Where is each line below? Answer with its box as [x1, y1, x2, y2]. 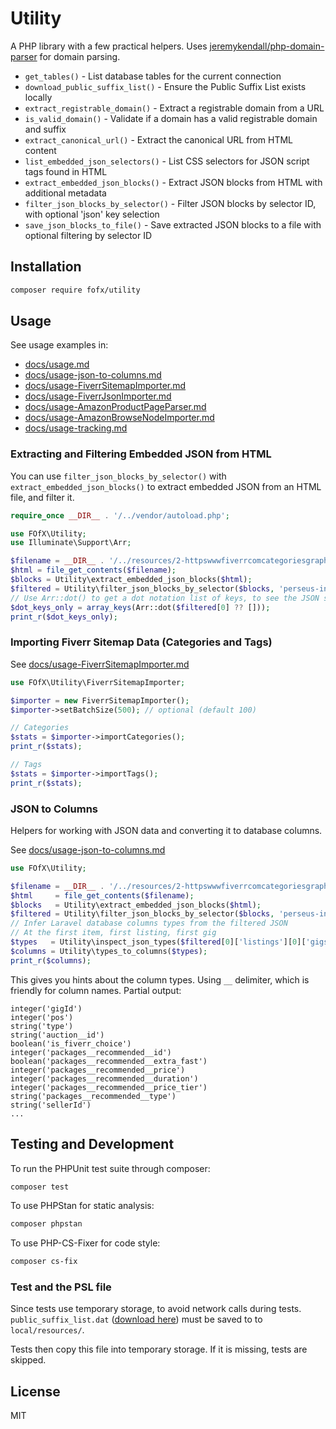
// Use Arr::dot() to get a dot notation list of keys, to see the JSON [10, 593, 320, 603]
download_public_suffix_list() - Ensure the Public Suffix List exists [24, 80, 307, 92]
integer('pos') [10, 1012, 74, 1022]
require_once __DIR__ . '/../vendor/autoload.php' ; [10, 510, 230, 521]
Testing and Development [10, 1136, 175, 1153]
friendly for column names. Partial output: [10, 984, 182, 996]
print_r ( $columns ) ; [10, 955, 92, 966]
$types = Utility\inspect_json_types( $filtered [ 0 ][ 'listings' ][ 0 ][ [10, 937, 307, 947]
